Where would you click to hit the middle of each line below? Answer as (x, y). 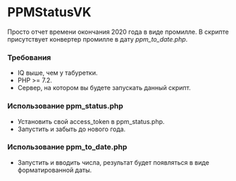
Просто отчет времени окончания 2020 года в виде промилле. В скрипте (118, 32)
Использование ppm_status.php (65, 106)
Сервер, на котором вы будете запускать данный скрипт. (104, 88)
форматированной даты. (55, 170)
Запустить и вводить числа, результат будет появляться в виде (113, 162)
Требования (29, 57)
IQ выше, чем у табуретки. (57, 73)
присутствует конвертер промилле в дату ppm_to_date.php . (98, 39)
